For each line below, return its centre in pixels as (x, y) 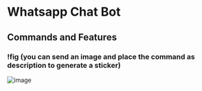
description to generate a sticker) (64, 65)
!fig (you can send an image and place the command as (101, 57)
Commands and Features (62, 37)
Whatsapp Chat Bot (64, 12)
